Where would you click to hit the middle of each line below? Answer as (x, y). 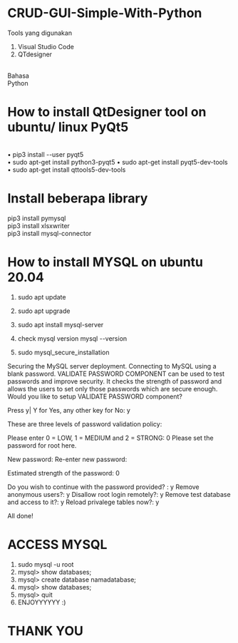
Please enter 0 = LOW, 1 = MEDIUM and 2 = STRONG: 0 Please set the (110, 438)
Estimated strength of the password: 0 (63, 473)
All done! (20, 515)
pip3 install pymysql (37, 218)
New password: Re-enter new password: (67, 459)
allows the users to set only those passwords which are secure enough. (113, 389)
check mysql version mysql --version (72, 338)
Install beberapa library (78, 199)
